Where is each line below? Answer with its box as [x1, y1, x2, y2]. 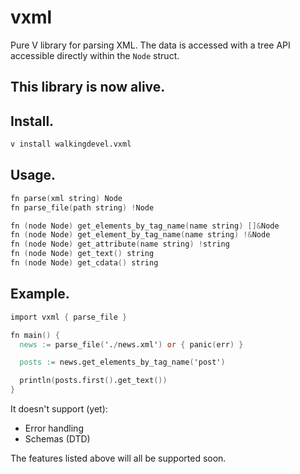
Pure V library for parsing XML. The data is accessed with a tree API [10, 39, 291, 51]
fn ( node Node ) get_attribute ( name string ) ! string [10, 239, 230, 250]
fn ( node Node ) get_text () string [10, 249, 155, 259]
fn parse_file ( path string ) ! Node [10, 202, 155, 213]
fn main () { [10, 330, 60, 340]
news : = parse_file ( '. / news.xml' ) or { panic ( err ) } [19, 339, 244, 350]
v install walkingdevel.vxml [10, 139, 132, 150]
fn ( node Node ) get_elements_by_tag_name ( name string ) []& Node [10, 221, 280, 231]
